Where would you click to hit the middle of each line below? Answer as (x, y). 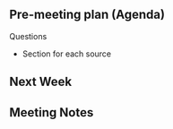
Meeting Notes (52, 112)
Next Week (41, 82)
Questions (28, 36)
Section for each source (67, 54)
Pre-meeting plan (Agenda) (87, 15)
